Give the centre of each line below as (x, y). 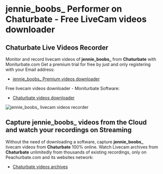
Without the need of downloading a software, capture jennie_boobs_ (74, 141)
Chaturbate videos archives (40, 167)
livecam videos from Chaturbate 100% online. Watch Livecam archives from (82, 147)
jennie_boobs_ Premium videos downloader (56, 79)
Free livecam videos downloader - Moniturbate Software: (63, 88)
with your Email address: (30, 70)
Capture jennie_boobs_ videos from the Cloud (76, 122)
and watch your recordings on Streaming (69, 130)
